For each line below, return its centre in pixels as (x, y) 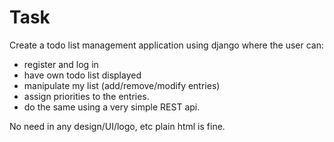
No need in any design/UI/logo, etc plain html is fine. (117, 126)
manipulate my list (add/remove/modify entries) (122, 85)
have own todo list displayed (82, 75)
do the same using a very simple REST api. (112, 107)
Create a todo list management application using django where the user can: (166, 45)
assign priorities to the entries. (86, 96)
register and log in (61, 64)
